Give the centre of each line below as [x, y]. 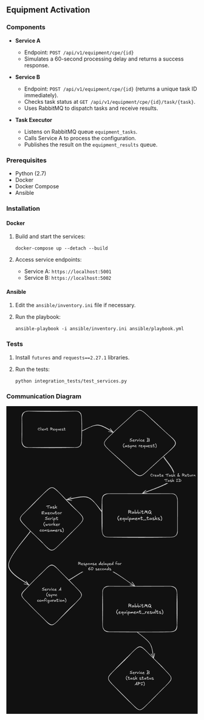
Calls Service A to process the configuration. [80, 138]
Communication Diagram [44, 396]
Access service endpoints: [48, 260]
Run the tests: [32, 369]
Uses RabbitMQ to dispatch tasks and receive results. [91, 108]
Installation [23, 208]
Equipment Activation [48, 10]
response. [37, 65]
